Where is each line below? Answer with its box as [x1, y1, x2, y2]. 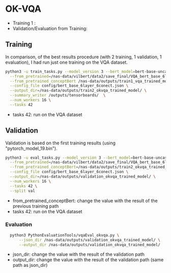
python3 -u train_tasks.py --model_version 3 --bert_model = [5, 69, 136, 74]
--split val [10, 188, 36, 193]
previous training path [12, 203, 59, 209]
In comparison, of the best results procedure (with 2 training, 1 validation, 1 [5, 54, 162, 60]
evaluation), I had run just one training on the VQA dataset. [5, 59, 128, 65]
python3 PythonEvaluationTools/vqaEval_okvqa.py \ [10, 233, 120, 238]
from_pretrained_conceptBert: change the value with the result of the [12, 197, 158, 204]
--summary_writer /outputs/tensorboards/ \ [10, 93, 106, 98]
